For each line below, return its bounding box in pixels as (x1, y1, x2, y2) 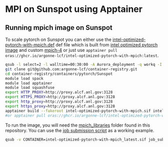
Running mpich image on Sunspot (5, 23, 112, 32)
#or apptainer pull (5, 113, 46, 118)
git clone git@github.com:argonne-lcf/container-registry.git (5, 66, 137, 72)
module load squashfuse (5, 85, 55, 90)
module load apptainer (5, 81, 52, 86)
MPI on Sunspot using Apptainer (5, 3, 142, 15)
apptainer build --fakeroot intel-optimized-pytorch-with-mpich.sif (5, 108, 151, 113)
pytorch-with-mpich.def (5, 42, 55, 48)
